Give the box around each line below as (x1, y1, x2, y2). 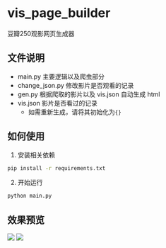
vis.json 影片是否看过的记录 (17, 98, 97, 107)
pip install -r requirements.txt (7, 164, 106, 171)
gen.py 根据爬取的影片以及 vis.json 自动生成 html (17, 90, 160, 98)
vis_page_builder (7, 5, 111, 21)
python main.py (7, 193, 52, 200)
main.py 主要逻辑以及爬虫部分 (17, 72, 105, 81)
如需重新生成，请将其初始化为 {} (28, 108, 121, 116)
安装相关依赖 (17, 150, 55, 159)
